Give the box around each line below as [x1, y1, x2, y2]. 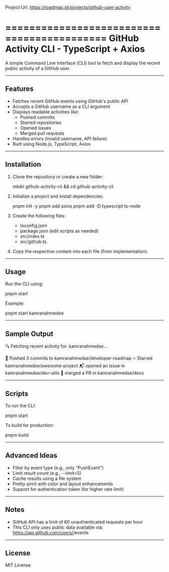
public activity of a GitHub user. [5, 65, 71, 71]
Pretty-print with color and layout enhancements [12, 481, 113, 487]
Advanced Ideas [5, 451, 58, 460]
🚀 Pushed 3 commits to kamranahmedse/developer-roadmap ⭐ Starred [5, 355, 153, 361]
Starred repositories [20, 119, 62, 125]
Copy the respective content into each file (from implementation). [12, 248, 148, 254]
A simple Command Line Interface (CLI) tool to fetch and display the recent [5, 60, 160, 66]
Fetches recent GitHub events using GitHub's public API [12, 98, 128, 104]
